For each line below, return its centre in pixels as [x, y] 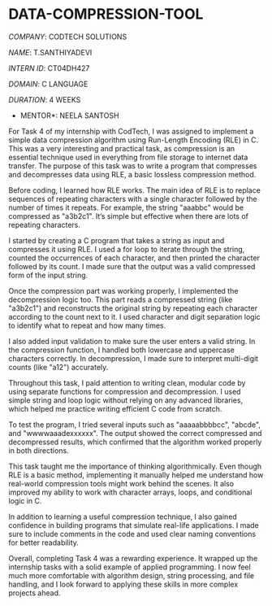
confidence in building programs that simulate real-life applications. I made [134, 525]
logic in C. [25, 500]
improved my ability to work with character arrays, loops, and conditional [130, 492]
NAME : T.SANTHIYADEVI [50, 52]
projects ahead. [35, 593]
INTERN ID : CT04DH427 [49, 68]
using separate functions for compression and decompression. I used [125, 391]
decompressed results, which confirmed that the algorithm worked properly [135, 442]
